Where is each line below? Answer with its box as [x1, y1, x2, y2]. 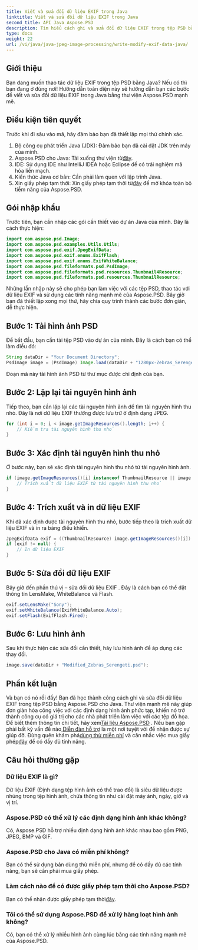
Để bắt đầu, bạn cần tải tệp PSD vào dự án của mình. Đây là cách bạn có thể [6, 337, 192, 344]
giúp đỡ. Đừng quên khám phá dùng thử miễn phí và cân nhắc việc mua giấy [6, 732, 190, 738]
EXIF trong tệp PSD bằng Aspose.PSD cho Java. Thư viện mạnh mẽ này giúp [6, 701, 192, 707]
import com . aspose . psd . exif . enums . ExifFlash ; [6, 252, 120, 258]
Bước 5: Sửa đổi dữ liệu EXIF [6, 568, 111, 578]
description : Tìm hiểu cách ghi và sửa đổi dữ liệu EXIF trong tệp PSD [6, 25, 186, 31]
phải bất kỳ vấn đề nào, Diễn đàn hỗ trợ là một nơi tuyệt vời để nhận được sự [6, 725, 190, 733]
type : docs [6, 31, 33, 37]
